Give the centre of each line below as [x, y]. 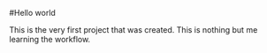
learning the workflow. [50, 39]
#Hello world [32, 13]
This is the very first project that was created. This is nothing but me [133, 30]
